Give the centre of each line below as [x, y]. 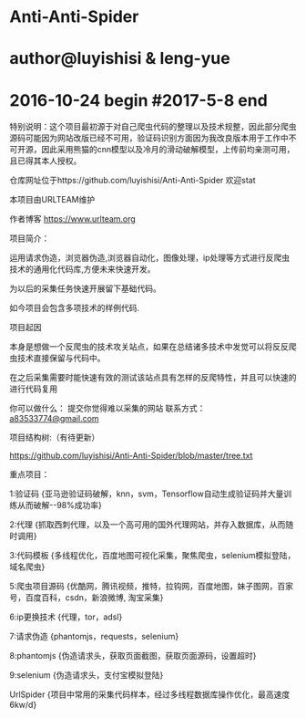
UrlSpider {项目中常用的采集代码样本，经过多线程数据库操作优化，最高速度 [150, 694]
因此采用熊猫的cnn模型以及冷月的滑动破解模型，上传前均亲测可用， [168, 150]
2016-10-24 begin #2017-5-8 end [139, 100]
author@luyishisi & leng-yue [120, 59]
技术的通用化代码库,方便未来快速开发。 [83, 269]
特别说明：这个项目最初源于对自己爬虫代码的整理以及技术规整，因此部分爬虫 [153, 127]
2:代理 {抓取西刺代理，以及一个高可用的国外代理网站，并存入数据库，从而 [148, 525]
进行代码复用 [33, 389]
